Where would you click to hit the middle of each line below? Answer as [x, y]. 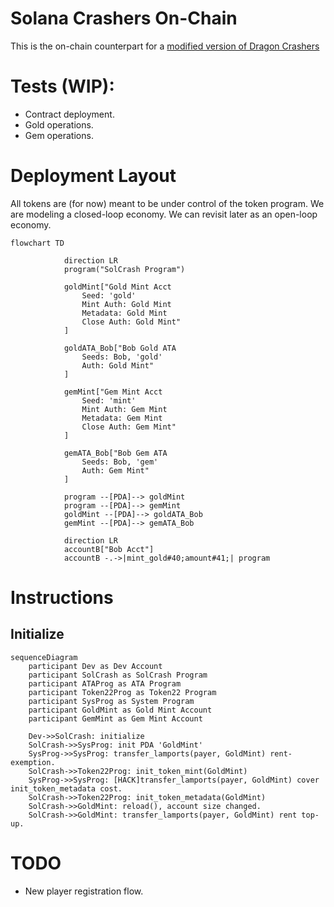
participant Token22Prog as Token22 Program [122, 692]
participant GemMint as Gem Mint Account [115, 718]
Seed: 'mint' [109, 400]
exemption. [33, 762]
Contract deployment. [69, 114]
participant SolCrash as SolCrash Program [118, 675]
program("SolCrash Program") [124, 269]
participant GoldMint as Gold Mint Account [120, 710]
